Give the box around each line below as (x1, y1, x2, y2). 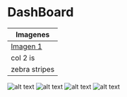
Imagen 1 (11, 41, 42, 51)
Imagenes (15, 30, 50, 39)
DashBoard (7, 4, 74, 20)
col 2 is (11, 53, 35, 63)
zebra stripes (11, 64, 55, 74)
